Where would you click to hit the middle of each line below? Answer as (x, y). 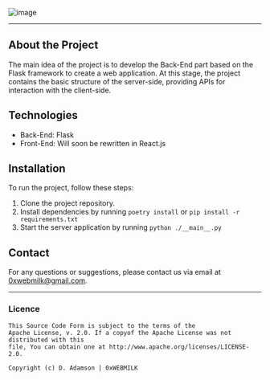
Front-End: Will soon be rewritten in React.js (93, 143)
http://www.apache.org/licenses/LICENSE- (179, 347)
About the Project (53, 45)
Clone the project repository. (67, 203)
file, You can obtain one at (57, 347)
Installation (37, 169)
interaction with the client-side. (60, 90)
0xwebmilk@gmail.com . (48, 280)
